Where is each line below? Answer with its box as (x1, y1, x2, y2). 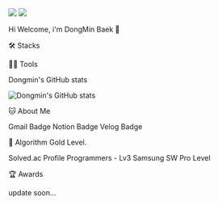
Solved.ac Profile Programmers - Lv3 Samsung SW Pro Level (8, 153, 212, 162)
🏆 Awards (8, 169, 44, 178)
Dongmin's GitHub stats (8, 75, 88, 84)
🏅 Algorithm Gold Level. (8, 137, 87, 147)
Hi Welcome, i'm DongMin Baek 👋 (8, 24, 120, 34)
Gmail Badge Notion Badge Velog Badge (8, 122, 143, 132)
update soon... (8, 188, 57, 197)
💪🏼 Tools (8, 60, 38, 69)
